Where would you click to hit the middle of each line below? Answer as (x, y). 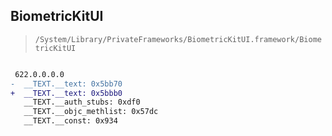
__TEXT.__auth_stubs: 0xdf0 (82, 102)
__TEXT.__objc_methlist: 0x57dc (91, 112)
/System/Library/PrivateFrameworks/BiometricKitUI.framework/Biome (178, 39)
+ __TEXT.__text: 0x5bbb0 (66, 93)
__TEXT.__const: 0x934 (70, 121)
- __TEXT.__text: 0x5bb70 (66, 84)
